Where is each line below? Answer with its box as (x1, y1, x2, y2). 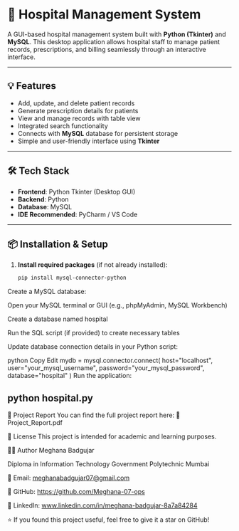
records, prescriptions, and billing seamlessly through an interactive (7, 45, 206, 53)
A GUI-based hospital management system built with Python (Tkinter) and (7, 30, 226, 38)
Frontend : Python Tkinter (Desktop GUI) (17, 187, 136, 196)
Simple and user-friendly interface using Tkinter (17, 137, 160, 145)
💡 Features (7, 80, 57, 92)
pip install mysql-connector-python (17, 274, 127, 282)
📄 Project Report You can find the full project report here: (7, 411, 175, 419)
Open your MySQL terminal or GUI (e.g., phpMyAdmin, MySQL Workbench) (7, 301, 228, 310)
